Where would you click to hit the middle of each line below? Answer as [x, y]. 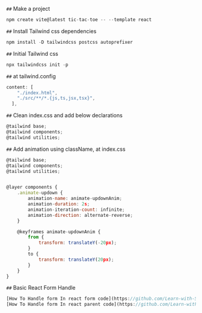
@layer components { [32, 187]
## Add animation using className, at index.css [66, 149]
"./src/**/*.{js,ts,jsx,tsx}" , [56, 99]
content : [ [20, 87]
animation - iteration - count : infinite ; [76, 210]
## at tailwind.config [31, 76]
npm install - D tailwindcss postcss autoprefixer [70, 42]
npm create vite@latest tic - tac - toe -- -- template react [79, 20]
